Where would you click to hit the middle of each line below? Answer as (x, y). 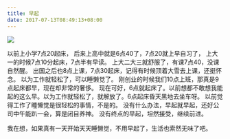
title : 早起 (23, 13)
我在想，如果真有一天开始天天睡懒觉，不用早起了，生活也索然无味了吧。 (109, 128)
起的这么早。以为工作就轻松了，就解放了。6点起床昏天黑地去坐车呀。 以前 (112, 96)
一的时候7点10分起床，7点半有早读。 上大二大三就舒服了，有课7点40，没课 (113, 62)
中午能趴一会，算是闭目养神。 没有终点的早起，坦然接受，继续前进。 (110, 114)
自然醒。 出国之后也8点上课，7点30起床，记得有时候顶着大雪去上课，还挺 (112, 70)
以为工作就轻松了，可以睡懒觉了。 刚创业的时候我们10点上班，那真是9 (120, 79)
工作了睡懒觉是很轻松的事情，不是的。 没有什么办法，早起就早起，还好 (113, 105)
